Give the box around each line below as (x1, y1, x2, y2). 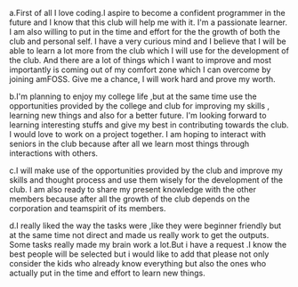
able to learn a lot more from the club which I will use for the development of (9, 45, 289, 56)
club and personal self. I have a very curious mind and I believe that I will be (9, 36, 286, 46)
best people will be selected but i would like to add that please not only (9, 249, 270, 259)
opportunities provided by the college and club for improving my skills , (9, 101, 270, 111)
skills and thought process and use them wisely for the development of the (9, 175, 283, 185)
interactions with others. (9, 148, 99, 159)
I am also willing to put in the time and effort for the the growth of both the (9, 27, 280, 37)
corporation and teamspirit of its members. (9, 203, 166, 213)
